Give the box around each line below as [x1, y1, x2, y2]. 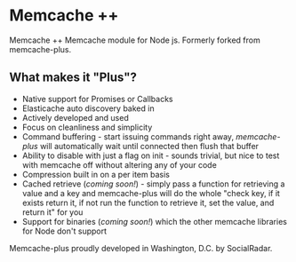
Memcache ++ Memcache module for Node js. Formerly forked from [9, 35, 260, 45]
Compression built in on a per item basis [21, 169, 171, 179]
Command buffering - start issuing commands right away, [21, 131, 234, 142]
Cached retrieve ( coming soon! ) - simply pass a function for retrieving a [21, 179, 285, 189]
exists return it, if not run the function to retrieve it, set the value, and [21, 197, 275, 208]
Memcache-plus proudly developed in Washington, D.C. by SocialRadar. [9, 242, 273, 253]
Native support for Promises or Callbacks [21, 93, 173, 104]
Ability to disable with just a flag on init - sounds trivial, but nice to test [21, 150, 280, 161]
